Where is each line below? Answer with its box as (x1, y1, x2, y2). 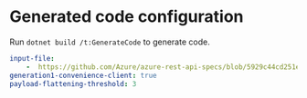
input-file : (9, 54, 55, 63)
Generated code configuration (9, 6, 244, 27)
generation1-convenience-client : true (9, 71, 157, 80)
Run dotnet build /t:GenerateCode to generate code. (9, 36, 210, 47)
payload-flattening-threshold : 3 (9, 79, 137, 88)
